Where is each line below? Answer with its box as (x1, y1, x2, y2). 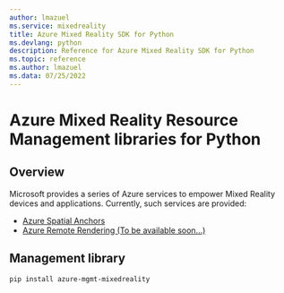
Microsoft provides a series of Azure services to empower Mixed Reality (9, 188, 276, 199)
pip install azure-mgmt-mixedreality (9, 274, 151, 283)
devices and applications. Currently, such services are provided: (9, 198, 247, 209)
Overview (9, 165, 65, 180)
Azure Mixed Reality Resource (9, 109, 239, 130)
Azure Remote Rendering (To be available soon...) (22, 225, 206, 236)
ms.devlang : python (9, 38, 82, 47)
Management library (9, 251, 125, 266)
